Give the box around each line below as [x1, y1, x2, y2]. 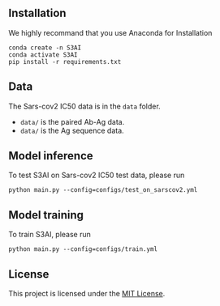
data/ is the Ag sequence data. [19, 125, 124, 135]
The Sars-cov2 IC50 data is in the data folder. [8, 101, 161, 111]
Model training [8, 208, 84, 222]
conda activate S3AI [8, 50, 79, 59]
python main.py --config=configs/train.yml [8, 245, 158, 253]
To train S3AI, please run [8, 230, 92, 240]
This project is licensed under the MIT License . [8, 289, 166, 299]
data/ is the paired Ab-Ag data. [19, 117, 125, 126]
